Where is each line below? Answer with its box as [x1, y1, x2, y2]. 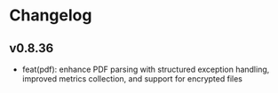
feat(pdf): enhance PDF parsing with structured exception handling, [21, 64, 270, 74]
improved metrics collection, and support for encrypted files [21, 74, 242, 84]
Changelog [9, 5, 92, 26]
